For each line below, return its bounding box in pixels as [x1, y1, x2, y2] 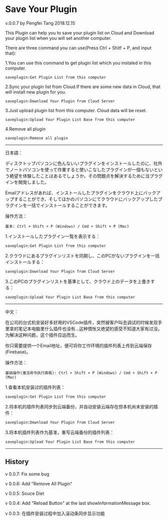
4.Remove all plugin [5, 126, 46, 132]
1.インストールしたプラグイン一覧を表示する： [5, 233, 100, 239]
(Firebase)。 [5, 349, 31, 355]
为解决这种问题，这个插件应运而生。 [5, 332, 80, 338]
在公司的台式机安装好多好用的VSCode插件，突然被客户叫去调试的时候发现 [5, 319, 158, 325]
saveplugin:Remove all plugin [5, 135, 68, 141]
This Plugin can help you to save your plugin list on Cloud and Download [5, 30, 154, 36]
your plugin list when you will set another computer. [5, 35, 111, 41]
